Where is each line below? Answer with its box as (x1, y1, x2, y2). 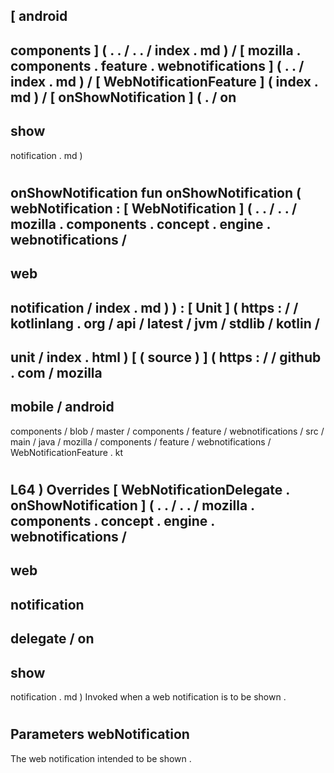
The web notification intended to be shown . (10, 752, 192, 764)
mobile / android (10, 399, 115, 416)
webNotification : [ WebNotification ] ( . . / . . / (10, 200, 298, 217)
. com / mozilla (10, 364, 103, 381)
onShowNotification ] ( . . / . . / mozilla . (10, 497, 255, 514)
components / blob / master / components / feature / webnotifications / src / (10, 425, 325, 437)
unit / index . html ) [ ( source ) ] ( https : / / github (10, 349, 322, 366)
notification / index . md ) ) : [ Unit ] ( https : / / (10, 299, 299, 316)
